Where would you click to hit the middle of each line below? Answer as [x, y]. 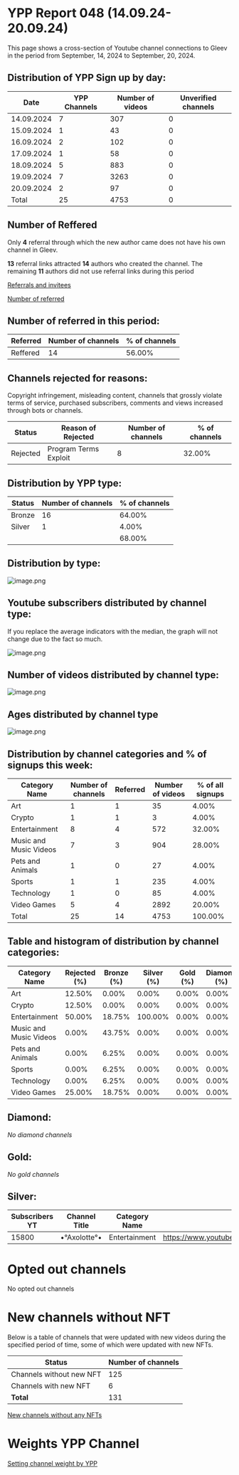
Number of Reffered [52, 225]
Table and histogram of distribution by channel [113, 942]
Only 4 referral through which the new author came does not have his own [117, 242]
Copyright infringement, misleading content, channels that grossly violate [115, 396]
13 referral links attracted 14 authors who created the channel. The [105, 263]
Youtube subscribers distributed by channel [107, 603]
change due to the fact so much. [55, 639]
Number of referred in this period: [84, 321]
